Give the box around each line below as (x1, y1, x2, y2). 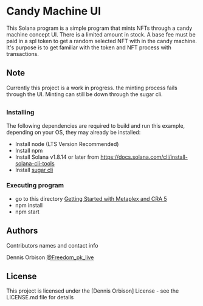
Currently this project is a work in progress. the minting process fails (6, 84, 177, 91)
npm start (15, 208, 40, 215)
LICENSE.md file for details (6, 294, 74, 301)
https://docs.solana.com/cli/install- (100, 153, 188, 161)
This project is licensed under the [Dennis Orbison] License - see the (6, 287, 179, 294)
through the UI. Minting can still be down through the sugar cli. (6, 90, 163, 98)
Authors (6, 226, 38, 236)
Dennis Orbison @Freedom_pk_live (6, 254, 94, 261)
